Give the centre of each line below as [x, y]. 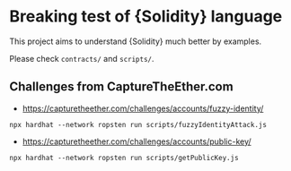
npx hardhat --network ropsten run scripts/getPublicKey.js [124, 158]
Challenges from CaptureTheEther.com [121, 87]
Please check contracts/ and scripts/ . [82, 58]
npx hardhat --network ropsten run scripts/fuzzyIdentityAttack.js [138, 124]
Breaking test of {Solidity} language [146, 17]
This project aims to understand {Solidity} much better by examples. [136, 41]
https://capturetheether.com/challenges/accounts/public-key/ [137, 141]
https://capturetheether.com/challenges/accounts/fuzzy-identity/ [143, 108]
